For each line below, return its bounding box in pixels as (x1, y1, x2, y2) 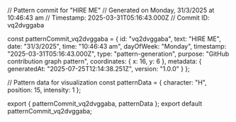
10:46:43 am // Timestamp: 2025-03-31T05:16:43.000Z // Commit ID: (7, 13, 210, 22)
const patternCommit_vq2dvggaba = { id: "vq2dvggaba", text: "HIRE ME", (7, 35, 221, 43)
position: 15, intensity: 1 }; (7, 86, 82, 94)
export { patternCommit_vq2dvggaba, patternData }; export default (7, 99, 203, 108)
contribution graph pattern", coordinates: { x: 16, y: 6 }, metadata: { (7, 57, 202, 66)
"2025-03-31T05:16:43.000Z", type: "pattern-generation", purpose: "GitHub (7, 49, 230, 58)
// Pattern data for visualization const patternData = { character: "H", (7, 78, 207, 87)
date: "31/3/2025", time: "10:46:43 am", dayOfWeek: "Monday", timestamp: (7, 42, 227, 50)
